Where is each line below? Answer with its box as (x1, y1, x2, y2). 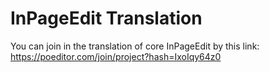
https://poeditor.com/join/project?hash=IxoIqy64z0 (10, 50, 222, 62)
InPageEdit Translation (10, 7, 203, 30)
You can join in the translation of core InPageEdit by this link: (10, 40, 260, 52)
